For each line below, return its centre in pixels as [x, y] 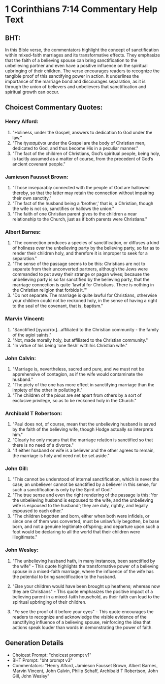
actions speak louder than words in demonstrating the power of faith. [82, 627]
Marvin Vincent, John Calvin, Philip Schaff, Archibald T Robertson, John [85, 671]
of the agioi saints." [32, 335]
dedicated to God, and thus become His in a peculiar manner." [75, 148]
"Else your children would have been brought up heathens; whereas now [86, 586]
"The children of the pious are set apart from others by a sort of [77, 395]
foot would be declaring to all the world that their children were [76, 532]
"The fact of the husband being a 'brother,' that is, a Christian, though [83, 203]
